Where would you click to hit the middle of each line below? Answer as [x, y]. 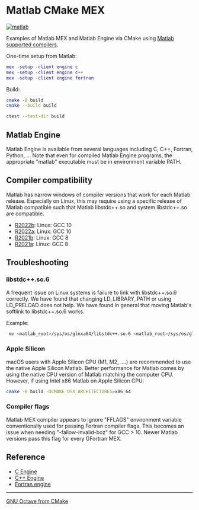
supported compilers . [32, 44]
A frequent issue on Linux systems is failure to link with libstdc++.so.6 [92, 292]
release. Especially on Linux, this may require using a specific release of [94, 201]
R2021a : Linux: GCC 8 [41, 244]
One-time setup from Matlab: [41, 56]
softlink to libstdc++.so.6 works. [45, 311]
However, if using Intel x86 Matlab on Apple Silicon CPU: [75, 381]
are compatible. [25, 213]
